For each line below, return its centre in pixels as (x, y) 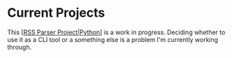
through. (20, 47)
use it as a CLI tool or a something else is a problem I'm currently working (113, 39)
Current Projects (56, 13)
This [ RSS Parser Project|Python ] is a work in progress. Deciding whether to (116, 32)
